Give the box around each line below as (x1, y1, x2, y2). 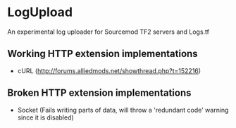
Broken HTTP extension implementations (7, 87, 192, 99)
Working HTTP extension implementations (7, 48, 199, 60)
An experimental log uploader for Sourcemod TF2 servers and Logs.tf (7, 27, 210, 36)
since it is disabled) (17, 113, 74, 122)
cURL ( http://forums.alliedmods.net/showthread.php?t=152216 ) (17, 66, 201, 75)
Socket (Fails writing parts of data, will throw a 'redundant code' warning (17, 105, 229, 114)
